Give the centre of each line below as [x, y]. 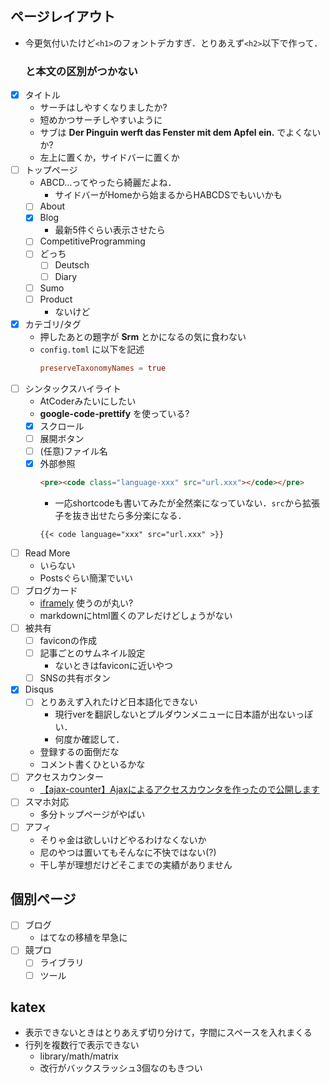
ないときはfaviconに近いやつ [113, 666]
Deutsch [72, 265]
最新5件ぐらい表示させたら [110, 230]
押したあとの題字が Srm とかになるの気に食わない [143, 336]
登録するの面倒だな [79, 752]
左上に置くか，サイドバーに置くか [109, 158]
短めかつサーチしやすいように [101, 120]
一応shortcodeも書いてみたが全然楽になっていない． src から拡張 [187, 503]
